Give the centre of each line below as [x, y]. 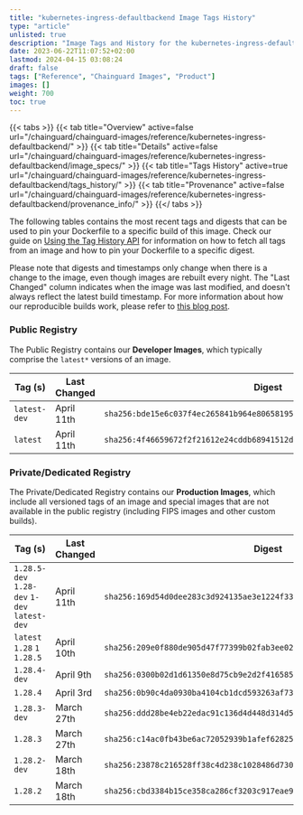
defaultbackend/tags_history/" [66, 185]
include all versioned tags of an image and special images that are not [139, 501]
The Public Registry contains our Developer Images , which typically [136, 350]
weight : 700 [32, 93]
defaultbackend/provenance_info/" [74, 204]
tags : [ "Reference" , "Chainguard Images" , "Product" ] [113, 77]
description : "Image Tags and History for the [98, 43]
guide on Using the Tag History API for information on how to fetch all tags [147, 241]
